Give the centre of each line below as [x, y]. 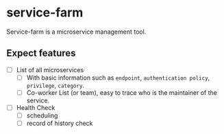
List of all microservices [50, 69]
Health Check [36, 107]
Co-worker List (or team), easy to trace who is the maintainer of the [122, 92]
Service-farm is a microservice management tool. [76, 32]
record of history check [60, 123]
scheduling [42, 115]
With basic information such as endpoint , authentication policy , [118, 78]
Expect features [41, 53]
